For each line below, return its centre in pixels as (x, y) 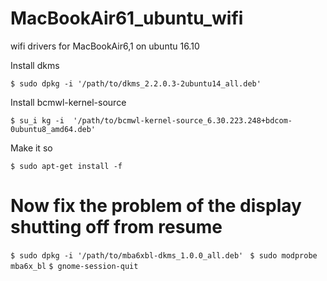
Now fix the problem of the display (156, 206)
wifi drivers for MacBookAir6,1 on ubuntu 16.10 (105, 46)
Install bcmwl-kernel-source (68, 102)
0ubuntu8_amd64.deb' (53, 129)
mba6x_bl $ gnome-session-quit (74, 266)
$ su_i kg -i (37, 120)
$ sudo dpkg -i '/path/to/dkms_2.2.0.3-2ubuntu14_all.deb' (136, 83)
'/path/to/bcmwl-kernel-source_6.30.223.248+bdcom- (183, 120)
